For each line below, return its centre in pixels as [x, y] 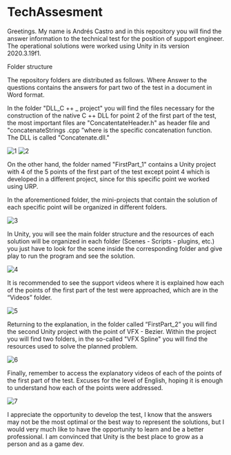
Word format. [26, 95]
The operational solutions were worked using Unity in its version [98, 46]
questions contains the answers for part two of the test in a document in [110, 87]
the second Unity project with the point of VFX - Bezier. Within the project [112, 331]
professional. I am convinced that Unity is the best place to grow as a [105, 436]
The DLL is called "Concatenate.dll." [59, 137]
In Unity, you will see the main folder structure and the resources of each [111, 234]
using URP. [23, 186]
